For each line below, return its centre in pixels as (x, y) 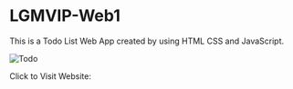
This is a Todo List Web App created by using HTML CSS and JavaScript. (147, 41)
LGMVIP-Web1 (65, 16)
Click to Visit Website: (50, 76)
